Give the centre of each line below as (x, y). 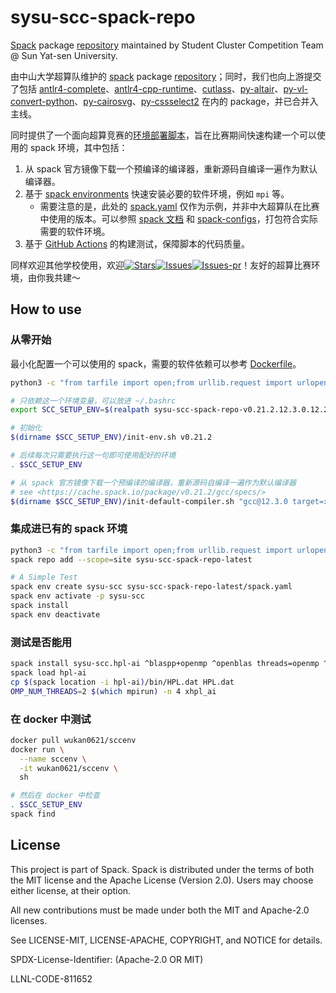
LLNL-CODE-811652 (51, 978)
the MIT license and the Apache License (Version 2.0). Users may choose (162, 880)
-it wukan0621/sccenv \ (68, 768)
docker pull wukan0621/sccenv (73, 740)
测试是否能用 (41, 642)
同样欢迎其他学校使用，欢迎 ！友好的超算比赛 (161, 265)
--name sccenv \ (53, 759)
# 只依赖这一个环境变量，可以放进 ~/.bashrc (93, 401)
